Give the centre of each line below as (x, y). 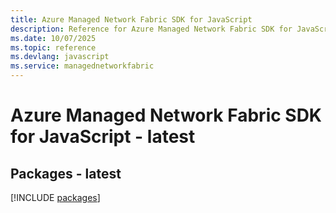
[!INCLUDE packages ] (55, 197)
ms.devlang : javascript (60, 57)
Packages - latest (66, 173)
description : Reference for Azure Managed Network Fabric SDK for (151, 29)
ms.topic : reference (53, 47)
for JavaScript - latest (103, 137)
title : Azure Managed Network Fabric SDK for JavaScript (131, 19)
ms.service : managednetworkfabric (82, 66)
